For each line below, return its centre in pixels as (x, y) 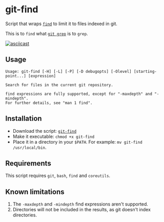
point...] (16, 76)
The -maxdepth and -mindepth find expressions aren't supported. (80, 204)
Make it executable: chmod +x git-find (54, 136)
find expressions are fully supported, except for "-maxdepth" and (79, 94)
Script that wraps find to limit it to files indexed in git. (61, 24)
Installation (24, 119)
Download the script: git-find (45, 131)
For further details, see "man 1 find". (49, 103)
